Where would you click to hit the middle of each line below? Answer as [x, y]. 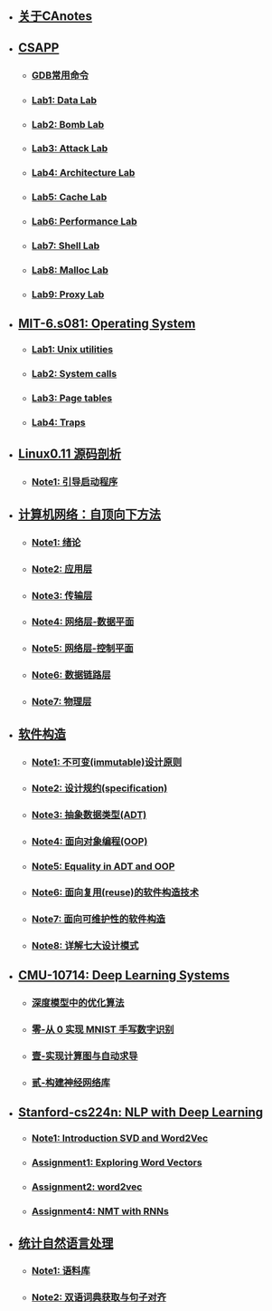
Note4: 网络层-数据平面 [83, 622]
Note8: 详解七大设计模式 [85, 945]
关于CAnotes [55, 16]
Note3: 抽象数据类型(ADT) [89, 815]
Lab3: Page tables [72, 399]
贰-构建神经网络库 [71, 1083]
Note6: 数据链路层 [71, 675]
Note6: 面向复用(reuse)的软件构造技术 [115, 892]
